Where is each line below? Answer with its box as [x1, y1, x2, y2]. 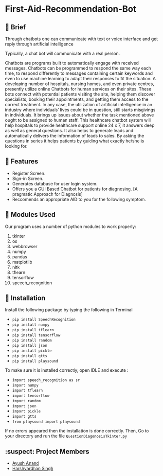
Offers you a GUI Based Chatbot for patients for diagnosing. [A [12, 186, 138, 192]
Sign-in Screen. [12, 175, 44, 181]
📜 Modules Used [5, 210, 56, 219]
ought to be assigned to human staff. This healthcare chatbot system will [5, 117, 151, 123]
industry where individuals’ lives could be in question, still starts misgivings [5, 107, 156, 113]
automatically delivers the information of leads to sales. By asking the [5, 133, 145, 138]
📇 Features [5, 158, 38, 166]
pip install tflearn [12, 328, 54, 333]
